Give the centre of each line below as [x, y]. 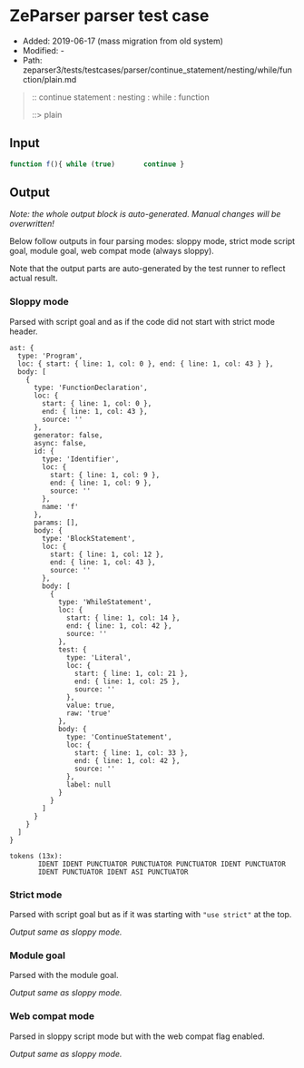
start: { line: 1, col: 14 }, [123, 618]
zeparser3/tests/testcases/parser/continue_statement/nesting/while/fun [157, 70]
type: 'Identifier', [81, 459]
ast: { [22, 348]
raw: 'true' [89, 713]
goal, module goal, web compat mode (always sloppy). [112, 251]
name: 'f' [60, 506]
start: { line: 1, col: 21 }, [131, 673]
